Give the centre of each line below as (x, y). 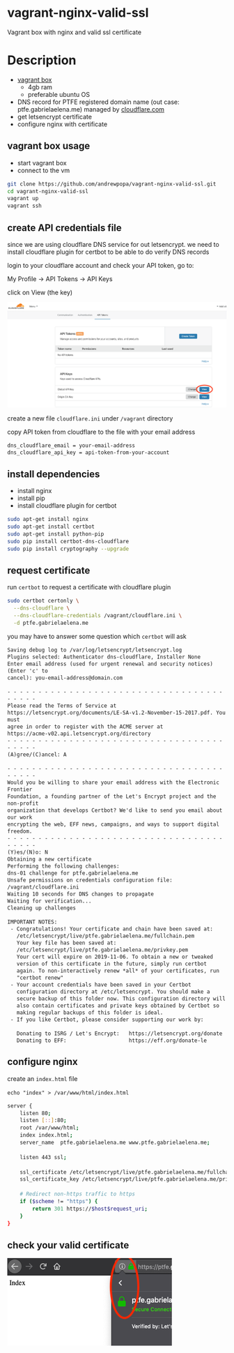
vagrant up (23, 199)
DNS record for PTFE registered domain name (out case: (98, 102)
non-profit (23, 803)
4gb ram (40, 87)
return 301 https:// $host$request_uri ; (90, 1209)
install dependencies (54, 474)
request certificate (49, 570)
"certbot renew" (40, 978)
